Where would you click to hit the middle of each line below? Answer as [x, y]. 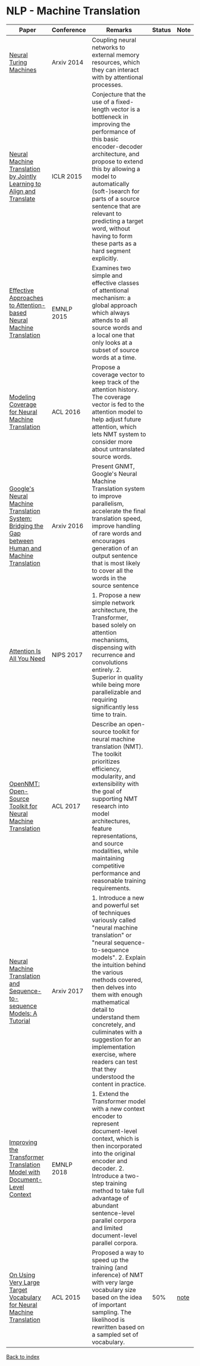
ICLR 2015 [67, 176]
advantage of [110, 1198]
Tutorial [20, 1021]
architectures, [111, 821]
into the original [114, 1153]
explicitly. [105, 258]
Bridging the [26, 526]
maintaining [108, 858]
